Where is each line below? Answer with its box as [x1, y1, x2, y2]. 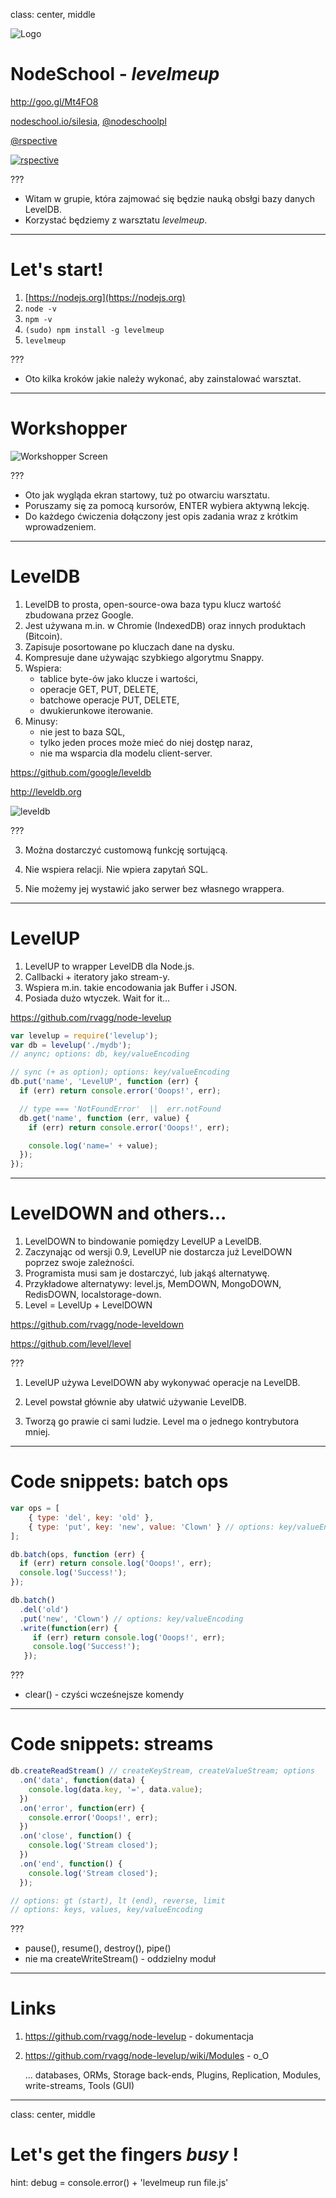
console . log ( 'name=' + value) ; [28, 1140, 159, 1151]
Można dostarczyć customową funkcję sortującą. [24, 844, 228, 856]
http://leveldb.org [10, 785, 82, 798]
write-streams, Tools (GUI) [24, 2080, 135, 2092]
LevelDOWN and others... [10, 1202, 227, 1225]
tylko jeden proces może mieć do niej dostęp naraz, [39, 736, 253, 748]
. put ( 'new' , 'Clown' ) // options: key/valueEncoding [19, 1614, 244, 1624]
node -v [24, 304, 57, 314]
